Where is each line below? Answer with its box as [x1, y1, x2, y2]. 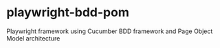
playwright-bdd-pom [6, 5, 130, 20]
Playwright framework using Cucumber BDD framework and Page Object [6, 27, 213, 35]
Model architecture [6, 34, 60, 42]
